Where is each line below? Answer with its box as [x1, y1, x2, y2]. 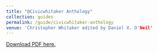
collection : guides [6, 14, 54, 20]
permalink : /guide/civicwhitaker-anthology [6, 19, 114, 25]
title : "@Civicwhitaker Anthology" [6, 8, 93, 15]
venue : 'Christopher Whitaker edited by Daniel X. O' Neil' [6, 24, 153, 31]
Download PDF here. [6, 41, 56, 48]
